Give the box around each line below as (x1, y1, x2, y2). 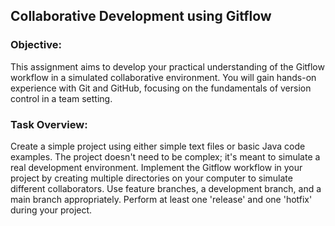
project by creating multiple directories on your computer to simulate (10, 172, 293, 184)
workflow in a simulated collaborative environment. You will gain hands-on (10, 71, 317, 83)
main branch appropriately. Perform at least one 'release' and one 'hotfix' (10, 193, 313, 205)
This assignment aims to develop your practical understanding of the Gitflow (10, 60, 325, 73)
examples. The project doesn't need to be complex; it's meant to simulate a (10, 150, 321, 163)
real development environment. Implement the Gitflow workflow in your (10, 161, 303, 173)
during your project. (10, 204, 93, 216)
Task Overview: (10, 117, 88, 131)
